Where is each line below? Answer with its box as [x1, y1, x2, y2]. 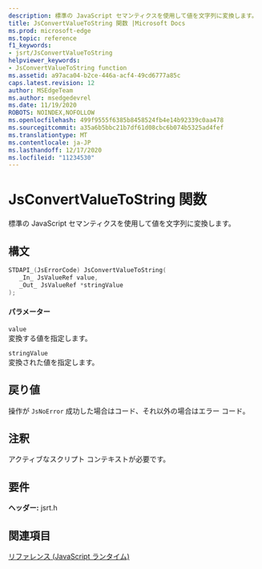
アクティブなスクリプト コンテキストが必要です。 [8, 454, 171, 464]
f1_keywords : [8, 42, 52, 50]
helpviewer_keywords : [8, 57, 81, 65]
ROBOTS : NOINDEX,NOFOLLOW [8, 109, 95, 117]
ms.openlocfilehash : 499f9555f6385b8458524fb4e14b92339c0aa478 [8, 116, 224, 124]
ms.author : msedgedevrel [8, 94, 91, 102]
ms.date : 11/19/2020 [8, 101, 78, 109]
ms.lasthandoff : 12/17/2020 [8, 146, 103, 154]
